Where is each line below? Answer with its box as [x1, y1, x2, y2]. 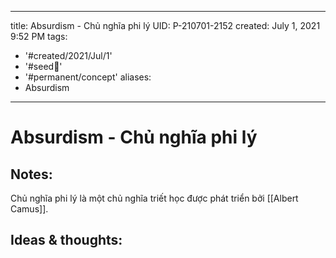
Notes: [10, 166, 53, 183]
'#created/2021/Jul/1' [24, 50, 113, 61]
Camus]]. [10, 203, 49, 215]
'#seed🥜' [24, 61, 63, 72]
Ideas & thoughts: [10, 232, 123, 249]
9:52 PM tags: [10, 31, 68, 42]
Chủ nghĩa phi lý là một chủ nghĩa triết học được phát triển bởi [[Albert [10, 192, 299, 204]
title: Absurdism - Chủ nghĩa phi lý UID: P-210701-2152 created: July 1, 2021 [10, 20, 321, 31]
